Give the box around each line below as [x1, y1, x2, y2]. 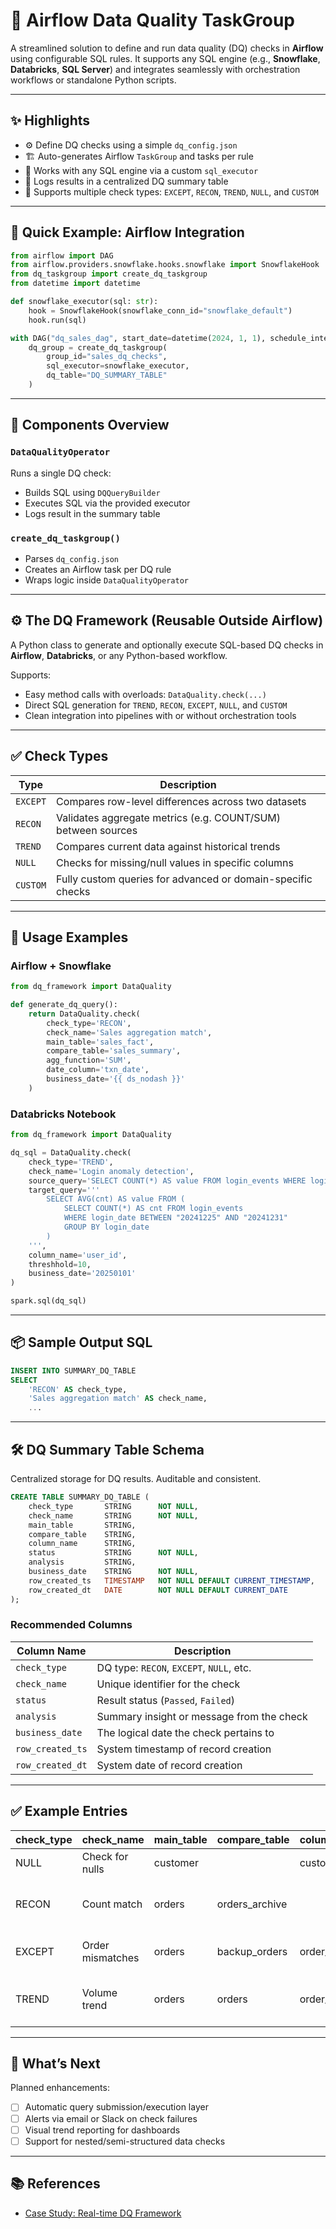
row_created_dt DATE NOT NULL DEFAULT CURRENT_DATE [28, 1585, 288, 1595]
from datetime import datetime [10, 279, 141, 289]
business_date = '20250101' [28, 1269, 137, 1279]
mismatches [81, 1950, 140, 1964]
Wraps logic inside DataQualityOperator [24, 574, 189, 586]
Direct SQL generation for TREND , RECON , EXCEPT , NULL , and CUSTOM [24, 699, 288, 711]
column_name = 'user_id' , [28, 1250, 128, 1260]
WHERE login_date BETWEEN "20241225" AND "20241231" [63, 1213, 288, 1223]
